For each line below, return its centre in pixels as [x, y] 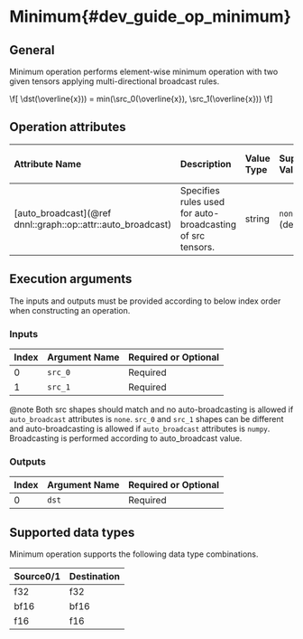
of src [193, 235]
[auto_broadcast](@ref [63, 212]
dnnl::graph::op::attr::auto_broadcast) [93, 224]
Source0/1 [37, 577]
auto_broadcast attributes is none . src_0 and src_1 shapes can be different [147, 418]
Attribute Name [48, 164]
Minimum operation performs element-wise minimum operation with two [144, 71]
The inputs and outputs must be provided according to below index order [145, 301]
